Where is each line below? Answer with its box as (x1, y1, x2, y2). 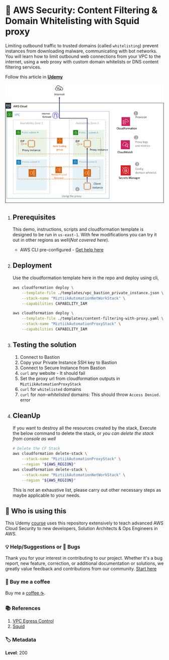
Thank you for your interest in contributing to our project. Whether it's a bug (5, 555, 162, 561)
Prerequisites (12, 213, 56, 221)
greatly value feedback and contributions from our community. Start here (5, 565, 157, 571)
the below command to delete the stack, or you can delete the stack (12, 430, 154, 436)
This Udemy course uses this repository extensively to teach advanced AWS (5, 520, 164, 526)
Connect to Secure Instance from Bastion (20, 365, 106, 371)
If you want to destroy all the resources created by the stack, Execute (12, 425, 157, 431)
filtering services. (5, 64, 42, 70)
